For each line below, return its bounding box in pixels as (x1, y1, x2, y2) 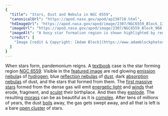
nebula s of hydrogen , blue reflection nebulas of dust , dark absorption (5, 73, 148, 79)
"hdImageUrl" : (9, 21, 39, 26)
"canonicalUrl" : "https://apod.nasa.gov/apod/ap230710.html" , (9, 16, 142, 21)
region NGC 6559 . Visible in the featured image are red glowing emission (5, 68, 155, 74)
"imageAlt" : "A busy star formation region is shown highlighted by (9, 30, 155, 35)
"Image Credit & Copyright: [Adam (14, 40, 86, 45)
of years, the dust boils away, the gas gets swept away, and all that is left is (5, 100, 160, 106)
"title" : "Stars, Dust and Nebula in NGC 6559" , (9, 12, 113, 17)
